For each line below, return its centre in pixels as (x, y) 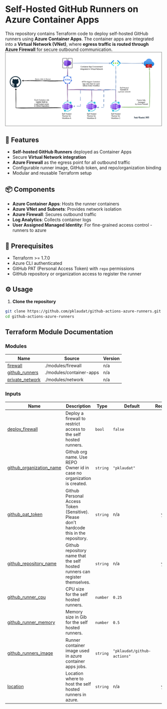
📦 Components (30, 189)
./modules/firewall (63, 366)
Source (72, 358)
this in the (76, 533)
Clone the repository (34, 301)
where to (74, 679)
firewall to (76, 419)
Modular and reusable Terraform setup (52, 173)
